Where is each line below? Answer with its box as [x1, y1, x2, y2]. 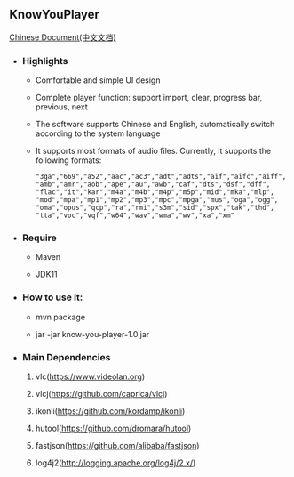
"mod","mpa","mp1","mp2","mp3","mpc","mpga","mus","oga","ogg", [35, 196, 279, 205]
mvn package [35, 311, 86, 322]
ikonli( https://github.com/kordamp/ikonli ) [35, 406, 186, 416]
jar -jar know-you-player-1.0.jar [35, 328, 150, 339]
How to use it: [21, 291, 83, 303]
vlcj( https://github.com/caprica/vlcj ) [35, 389, 168, 399]
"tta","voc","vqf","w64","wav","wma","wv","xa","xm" [35, 211, 235, 221]
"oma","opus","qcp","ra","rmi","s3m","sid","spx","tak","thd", [35, 204, 275, 213]
